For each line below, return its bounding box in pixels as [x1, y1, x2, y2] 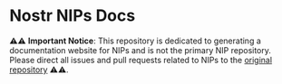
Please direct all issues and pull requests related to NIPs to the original [9, 54, 273, 65]
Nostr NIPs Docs [9, 5, 136, 26]
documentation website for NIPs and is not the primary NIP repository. [9, 44, 272, 55]
